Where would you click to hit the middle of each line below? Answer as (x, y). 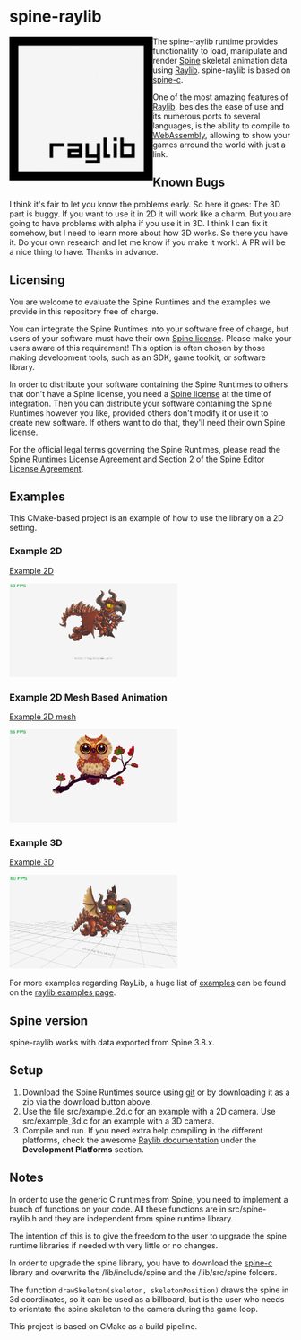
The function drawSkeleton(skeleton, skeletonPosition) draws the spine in (149, 1290)
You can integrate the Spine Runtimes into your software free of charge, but (149, 329)
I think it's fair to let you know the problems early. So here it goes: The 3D (145, 204)
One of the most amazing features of (220, 97)
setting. (23, 528)
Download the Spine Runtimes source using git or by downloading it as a (156, 1092)
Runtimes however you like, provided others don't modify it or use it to (139, 413)
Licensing (37, 280)
